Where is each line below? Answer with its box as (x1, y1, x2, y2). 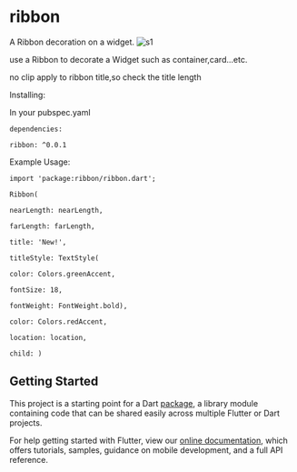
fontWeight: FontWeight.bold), (9, 301, 128, 310)
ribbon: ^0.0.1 (9, 140, 67, 149)
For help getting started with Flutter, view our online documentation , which (9, 435, 289, 446)
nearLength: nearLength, (9, 206, 104, 215)
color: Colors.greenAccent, (9, 269, 116, 278)
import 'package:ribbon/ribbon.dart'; (9, 174, 156, 183)
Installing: (9, 89, 45, 100)
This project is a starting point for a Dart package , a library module (9, 397, 259, 408)
